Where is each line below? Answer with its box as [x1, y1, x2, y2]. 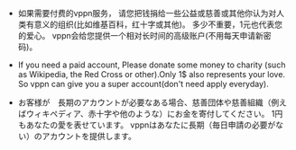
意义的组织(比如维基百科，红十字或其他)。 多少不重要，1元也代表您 [33, 19, 282, 30]
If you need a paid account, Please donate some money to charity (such [17, 59, 286, 70]
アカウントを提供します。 [42, 131, 137, 141]
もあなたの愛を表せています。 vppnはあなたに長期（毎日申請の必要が [17, 119, 276, 130]
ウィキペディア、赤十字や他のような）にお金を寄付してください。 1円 [25, 109, 283, 119]
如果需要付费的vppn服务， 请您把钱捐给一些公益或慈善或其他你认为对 [17, 8, 277, 18]
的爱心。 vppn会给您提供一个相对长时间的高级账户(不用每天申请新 [17, 31, 264, 40]
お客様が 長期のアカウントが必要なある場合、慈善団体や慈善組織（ [17, 97, 272, 108]
